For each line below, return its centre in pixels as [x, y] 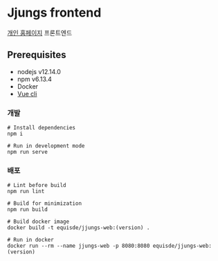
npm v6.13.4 [34, 79]
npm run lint [26, 192]
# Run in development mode [46, 146]
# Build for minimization [44, 204]
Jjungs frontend [54, 13]
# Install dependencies [42, 128]
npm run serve [28, 152]
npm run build [28, 210]
